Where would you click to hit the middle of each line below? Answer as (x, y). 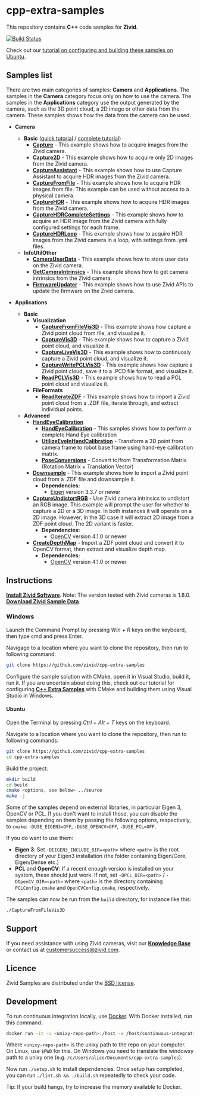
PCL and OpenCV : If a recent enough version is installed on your (94, 869)
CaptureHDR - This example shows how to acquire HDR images (111, 202)
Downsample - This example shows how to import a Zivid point (110, 472)
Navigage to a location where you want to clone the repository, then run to (97, 648)
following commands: (32, 740)
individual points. (62, 409)
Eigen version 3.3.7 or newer (85, 491)
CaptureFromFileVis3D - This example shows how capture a (116, 326)
